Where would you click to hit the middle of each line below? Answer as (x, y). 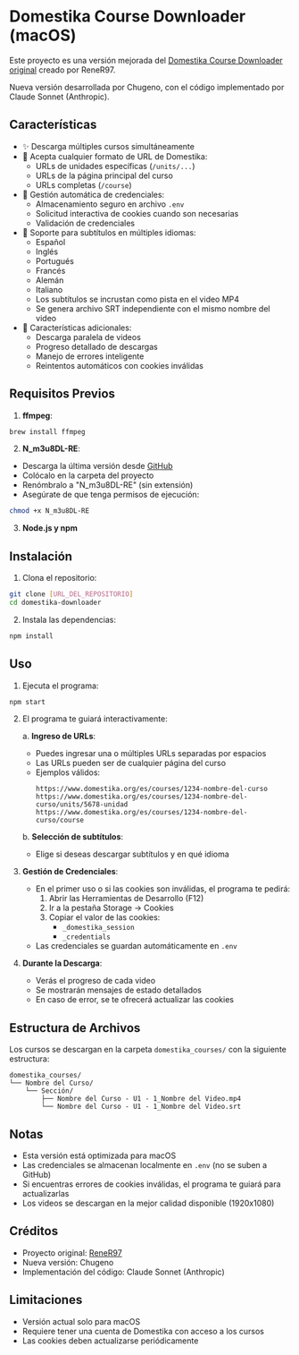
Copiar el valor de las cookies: (104, 917)
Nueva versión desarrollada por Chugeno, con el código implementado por (147, 87)
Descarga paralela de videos (88, 337)
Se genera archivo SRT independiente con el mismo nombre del (153, 308)
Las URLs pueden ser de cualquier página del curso (130, 763)
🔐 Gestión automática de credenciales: (93, 194)
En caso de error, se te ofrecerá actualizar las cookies (135, 1000)
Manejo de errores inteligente (90, 356)
